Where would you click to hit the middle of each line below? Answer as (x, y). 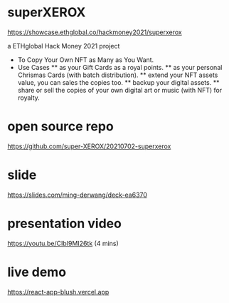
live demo (37, 272)
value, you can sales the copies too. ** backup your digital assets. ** (118, 82)
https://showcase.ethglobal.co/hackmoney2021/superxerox (95, 32)
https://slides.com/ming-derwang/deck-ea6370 (78, 195)
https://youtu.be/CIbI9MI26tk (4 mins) (63, 243)
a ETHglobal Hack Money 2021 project (64, 46)
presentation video (65, 224)
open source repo (60, 127)
